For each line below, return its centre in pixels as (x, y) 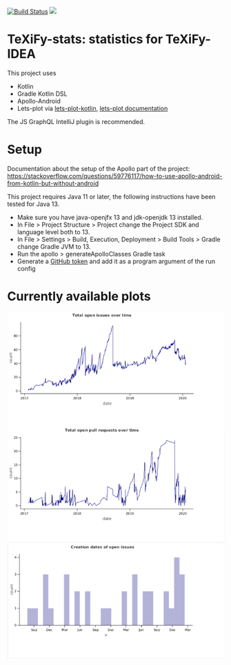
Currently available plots (79, 297)
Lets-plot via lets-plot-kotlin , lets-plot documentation (92, 108)
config (26, 268)
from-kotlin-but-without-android (53, 183)
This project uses (32, 73)
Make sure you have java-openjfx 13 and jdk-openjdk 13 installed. (110, 217)
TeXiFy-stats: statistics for (85, 40)
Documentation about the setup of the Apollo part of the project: (99, 168)
